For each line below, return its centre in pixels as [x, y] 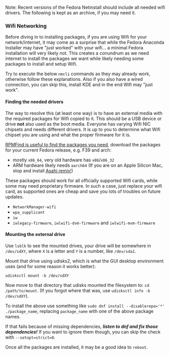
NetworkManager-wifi [34, 207]
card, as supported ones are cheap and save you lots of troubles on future [83, 191]
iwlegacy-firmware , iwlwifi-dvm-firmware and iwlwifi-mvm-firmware [84, 223]
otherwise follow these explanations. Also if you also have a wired [74, 79]
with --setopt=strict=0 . [30, 337]
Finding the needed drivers [34, 102]
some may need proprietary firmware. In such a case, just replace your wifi [84, 186]
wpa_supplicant [29, 212]
